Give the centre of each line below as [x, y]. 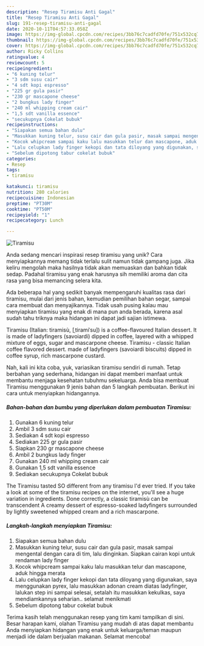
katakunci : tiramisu [32, 187]
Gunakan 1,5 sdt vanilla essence [55, 467]
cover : [15, 46]
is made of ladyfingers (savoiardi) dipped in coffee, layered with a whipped [100, 336]
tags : [13, 170]
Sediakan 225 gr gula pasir [49, 442]
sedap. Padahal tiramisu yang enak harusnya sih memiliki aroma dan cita [97, 274]
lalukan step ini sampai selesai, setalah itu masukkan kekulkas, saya [100, 593]
